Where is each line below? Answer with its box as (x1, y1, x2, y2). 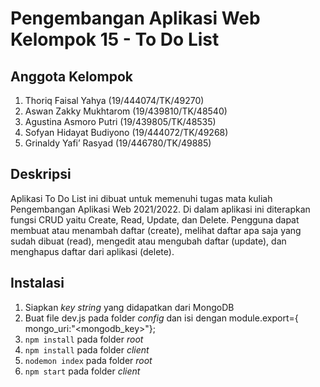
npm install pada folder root (24, 333, 144, 345)
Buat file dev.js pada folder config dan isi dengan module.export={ (24, 312, 299, 324)
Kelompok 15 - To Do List (10, 28, 220, 51)
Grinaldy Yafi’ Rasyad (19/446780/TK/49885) (24, 137, 212, 149)
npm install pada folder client (24, 343, 150, 356)
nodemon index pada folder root (24, 354, 153, 366)
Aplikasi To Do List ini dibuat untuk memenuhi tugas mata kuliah (10, 192, 273, 204)
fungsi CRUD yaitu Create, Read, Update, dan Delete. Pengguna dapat (10, 213, 300, 226)
